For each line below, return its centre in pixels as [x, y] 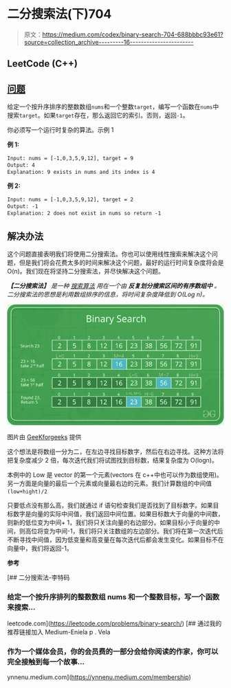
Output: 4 [21, 166]
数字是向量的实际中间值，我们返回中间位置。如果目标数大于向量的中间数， [118, 513]
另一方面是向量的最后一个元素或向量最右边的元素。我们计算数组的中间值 [109, 483]
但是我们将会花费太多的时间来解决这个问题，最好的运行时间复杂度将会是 [121, 263]
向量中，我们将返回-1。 [40, 548]
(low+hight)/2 [27, 491]
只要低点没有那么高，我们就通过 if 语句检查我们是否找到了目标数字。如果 [110, 505]
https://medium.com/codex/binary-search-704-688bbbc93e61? [133, 34]
